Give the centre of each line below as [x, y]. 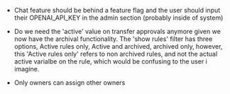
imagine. [27, 69]
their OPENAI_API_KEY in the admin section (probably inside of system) [119, 18]
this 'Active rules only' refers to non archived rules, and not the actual [116, 54]
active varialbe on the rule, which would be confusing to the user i [110, 61]
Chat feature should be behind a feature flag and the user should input [117, 10]
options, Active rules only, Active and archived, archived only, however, [118, 46]
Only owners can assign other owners [70, 83]
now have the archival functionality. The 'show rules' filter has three [113, 39]
